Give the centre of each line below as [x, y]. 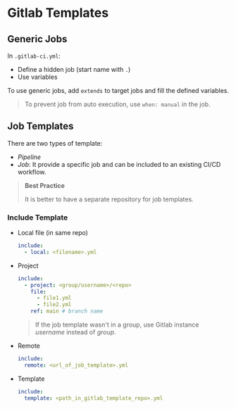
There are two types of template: [55, 143]
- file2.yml [54, 305]
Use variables [37, 77]
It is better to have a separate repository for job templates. [109, 199]
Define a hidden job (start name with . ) [74, 69]
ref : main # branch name [67, 311]
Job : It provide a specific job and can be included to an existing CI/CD [119, 164]
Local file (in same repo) [52, 233]
